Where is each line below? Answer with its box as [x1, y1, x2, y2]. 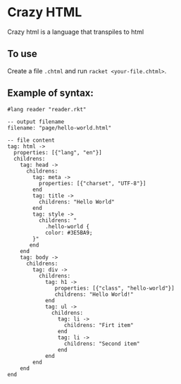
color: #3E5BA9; [44, 229, 93, 236]
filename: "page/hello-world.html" [7, 124, 112, 131]
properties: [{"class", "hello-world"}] [54, 285, 175, 292]
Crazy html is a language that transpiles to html [7, 27, 144, 36]
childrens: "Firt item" [63, 321, 134, 328]
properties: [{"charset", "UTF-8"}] [38, 180, 146, 187]
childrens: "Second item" [63, 340, 140, 347]
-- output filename [7, 118, 65, 125]
